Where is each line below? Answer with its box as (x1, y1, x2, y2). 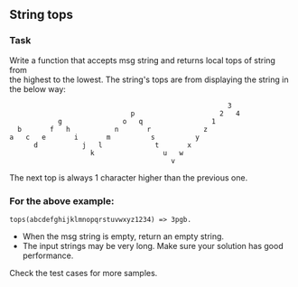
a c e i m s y (9, 133, 200, 142)
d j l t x (33, 140, 192, 150)
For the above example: (9, 194, 115, 207)
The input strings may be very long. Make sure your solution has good (22, 240, 284, 251)
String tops (9, 7, 74, 23)
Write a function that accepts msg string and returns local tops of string (9, 54, 275, 66)
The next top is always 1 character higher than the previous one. (9, 171, 248, 183)
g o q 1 (57, 116, 217, 125)
